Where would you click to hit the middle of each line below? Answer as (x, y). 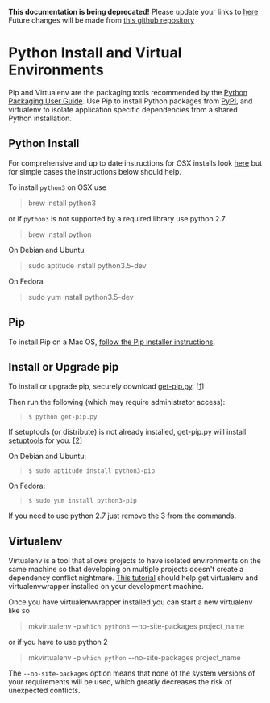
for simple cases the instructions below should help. (95, 171)
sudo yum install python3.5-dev (81, 297)
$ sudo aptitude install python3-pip (91, 471)
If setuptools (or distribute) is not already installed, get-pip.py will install (127, 432)
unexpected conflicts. (44, 691)
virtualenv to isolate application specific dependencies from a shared (123, 109)
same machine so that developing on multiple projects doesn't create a (126, 570)
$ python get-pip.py (62, 417)
